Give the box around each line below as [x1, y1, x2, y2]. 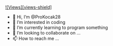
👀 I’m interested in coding [12, 19, 66, 25]
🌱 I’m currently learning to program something [12, 24, 108, 30]
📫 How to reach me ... [12, 35, 59, 41]
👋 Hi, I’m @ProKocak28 [12, 14, 61, 19]
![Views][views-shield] [5, 4, 52, 10]
